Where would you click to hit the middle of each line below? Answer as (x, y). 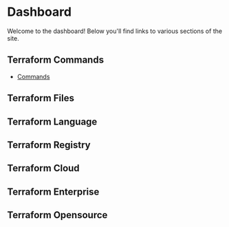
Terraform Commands (56, 60)
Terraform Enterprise (53, 192)
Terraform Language (52, 121)
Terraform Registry (49, 145)
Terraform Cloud (44, 168)
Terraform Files (41, 98)
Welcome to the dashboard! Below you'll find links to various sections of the (115, 31)
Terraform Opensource (57, 215)
